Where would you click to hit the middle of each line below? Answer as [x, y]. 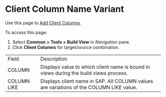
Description [54, 59]
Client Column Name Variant [65, 9]
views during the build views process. [84, 73]
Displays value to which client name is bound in [95, 67]
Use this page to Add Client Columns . [43, 23]
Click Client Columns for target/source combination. [66, 47]
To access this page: [26, 32]
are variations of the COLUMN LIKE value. [89, 87]
